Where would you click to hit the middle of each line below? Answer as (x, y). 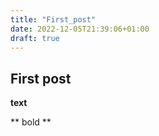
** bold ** (31, 122)
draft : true (35, 38)
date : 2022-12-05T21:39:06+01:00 (80, 29)
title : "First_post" (53, 19)
